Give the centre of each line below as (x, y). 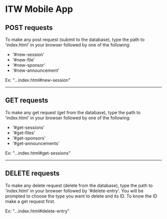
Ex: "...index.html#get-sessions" (38, 153)
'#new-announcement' (36, 70)
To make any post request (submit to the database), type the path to (75, 39)
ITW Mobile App (39, 9)
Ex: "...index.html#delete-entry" (37, 211)
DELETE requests (32, 173)
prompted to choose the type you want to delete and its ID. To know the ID (81, 196)
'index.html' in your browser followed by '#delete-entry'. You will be (74, 191)
